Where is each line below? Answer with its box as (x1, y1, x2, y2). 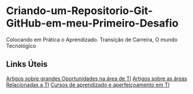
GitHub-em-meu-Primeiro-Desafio (6, 16, 179, 30)
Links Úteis (6, 59, 48, 69)
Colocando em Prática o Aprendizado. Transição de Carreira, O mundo (6, 36, 178, 43)
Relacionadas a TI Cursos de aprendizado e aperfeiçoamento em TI (6, 81, 169, 88)
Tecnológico (6, 42, 36, 49)
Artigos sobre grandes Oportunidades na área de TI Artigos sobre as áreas (6, 75, 188, 82)
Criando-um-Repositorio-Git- (6, 4, 153, 18)
